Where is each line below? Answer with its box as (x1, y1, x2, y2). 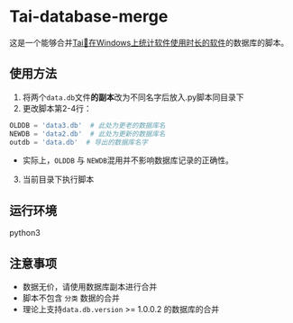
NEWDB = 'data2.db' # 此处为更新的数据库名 (9, 129, 166, 139)
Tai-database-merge (9, 6, 169, 27)
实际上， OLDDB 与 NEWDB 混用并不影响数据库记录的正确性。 (22, 155, 234, 166)
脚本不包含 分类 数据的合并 (22, 292, 120, 303)
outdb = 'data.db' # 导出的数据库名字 (9, 138, 149, 147)
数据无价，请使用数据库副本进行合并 (22, 282, 158, 292)
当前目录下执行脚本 (22, 174, 95, 185)
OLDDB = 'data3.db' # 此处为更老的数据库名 (9, 121, 166, 130)
